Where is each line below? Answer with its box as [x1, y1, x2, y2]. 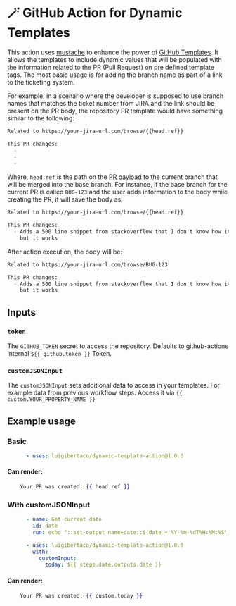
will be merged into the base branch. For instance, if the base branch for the [7, 180, 228, 189]
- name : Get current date [25, 516, 102, 523]
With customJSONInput [7, 500, 90, 509]
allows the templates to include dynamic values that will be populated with [7, 55, 223, 63]
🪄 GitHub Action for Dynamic [7, 5, 183, 21]
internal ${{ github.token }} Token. [7, 350, 112, 357]
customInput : [38, 555, 77, 562]
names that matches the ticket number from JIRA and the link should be [7, 99, 215, 107]
